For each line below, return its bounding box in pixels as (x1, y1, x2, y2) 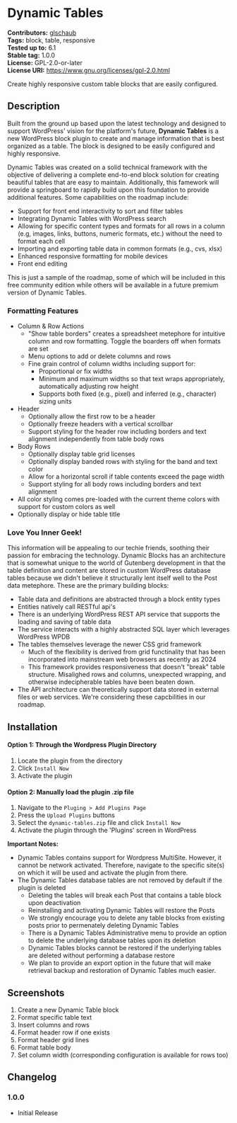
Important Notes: (7, 840, 59, 848)
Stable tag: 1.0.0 (7, 51, 55, 59)
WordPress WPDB (17, 632, 71, 642)
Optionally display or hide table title (17, 510, 121, 518)
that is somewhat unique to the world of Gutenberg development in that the (7, 559, 226, 567)
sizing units (38, 397, 72, 406)
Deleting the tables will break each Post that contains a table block (28, 891, 222, 900)
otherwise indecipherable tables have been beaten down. (28, 678, 195, 686)
